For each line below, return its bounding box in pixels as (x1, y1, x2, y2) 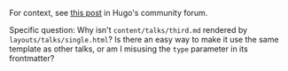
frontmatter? (9, 53, 55, 63)
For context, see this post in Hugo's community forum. (9, 8, 208, 18)
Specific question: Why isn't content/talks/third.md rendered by (9, 25, 248, 35)
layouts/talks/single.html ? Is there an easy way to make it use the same (9, 35, 279, 44)
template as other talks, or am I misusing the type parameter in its (9, 43, 248, 54)
